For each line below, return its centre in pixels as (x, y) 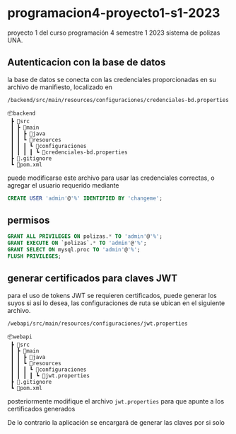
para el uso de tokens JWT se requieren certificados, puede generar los (112, 295)
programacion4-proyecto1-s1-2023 (114, 13)
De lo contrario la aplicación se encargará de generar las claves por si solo (116, 422)
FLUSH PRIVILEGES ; (34, 256)
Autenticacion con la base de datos (87, 63)
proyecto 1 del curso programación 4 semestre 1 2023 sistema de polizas (114, 33)
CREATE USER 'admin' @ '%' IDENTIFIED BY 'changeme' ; (85, 198)
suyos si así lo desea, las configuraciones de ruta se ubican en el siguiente (116, 303)
